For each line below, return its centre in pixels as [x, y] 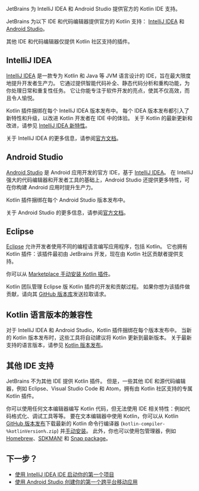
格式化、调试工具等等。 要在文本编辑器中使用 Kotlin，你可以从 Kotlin [95, 416]
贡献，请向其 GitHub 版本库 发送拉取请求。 [58, 294]
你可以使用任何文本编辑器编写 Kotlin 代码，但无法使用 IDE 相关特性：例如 [96, 409]
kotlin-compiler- [144, 424]
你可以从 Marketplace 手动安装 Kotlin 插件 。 [60, 274]
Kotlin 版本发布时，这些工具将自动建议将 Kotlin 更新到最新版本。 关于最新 [102, 337]
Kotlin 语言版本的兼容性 [50, 315]
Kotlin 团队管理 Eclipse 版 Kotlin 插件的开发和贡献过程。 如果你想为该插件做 [98, 287]
